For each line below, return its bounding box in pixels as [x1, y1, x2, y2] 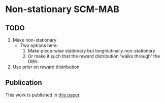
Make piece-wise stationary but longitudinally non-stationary [27, 48, 156, 54]
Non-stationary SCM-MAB [5, 4, 120, 15]
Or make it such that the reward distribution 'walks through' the [27, 53, 160, 59]
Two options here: [20, 42, 58, 48]
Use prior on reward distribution [12, 64, 80, 70]
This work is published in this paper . [5, 92, 81, 98]
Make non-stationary [12, 37, 57, 43]
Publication [5, 78, 42, 87]
